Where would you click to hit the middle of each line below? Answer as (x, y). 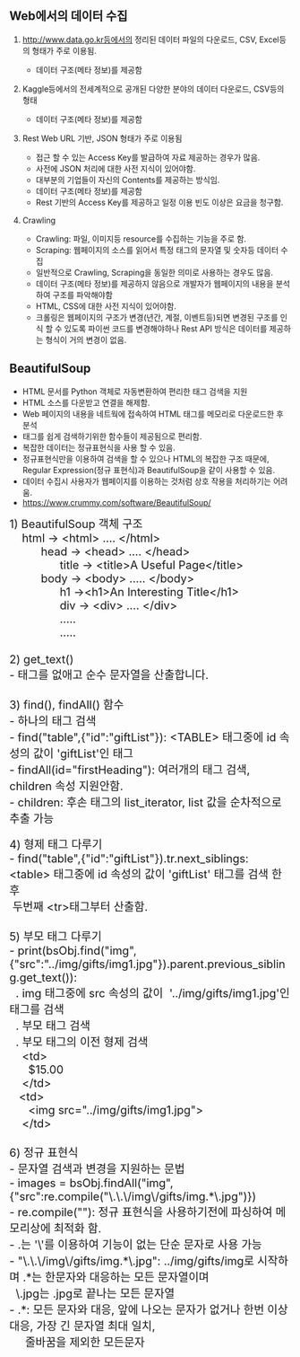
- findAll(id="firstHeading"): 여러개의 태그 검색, (130, 770)
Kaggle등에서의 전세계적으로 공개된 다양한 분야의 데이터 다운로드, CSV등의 (153, 89)
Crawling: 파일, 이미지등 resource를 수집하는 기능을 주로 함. (141, 238)
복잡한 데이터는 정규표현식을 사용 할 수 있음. (99, 447)
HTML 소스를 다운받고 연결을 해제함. (86, 402)
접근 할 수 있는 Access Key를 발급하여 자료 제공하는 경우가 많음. (148, 157)
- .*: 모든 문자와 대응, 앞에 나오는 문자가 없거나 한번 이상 (149, 1310)
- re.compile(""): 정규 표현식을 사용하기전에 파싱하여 (141, 1212)
